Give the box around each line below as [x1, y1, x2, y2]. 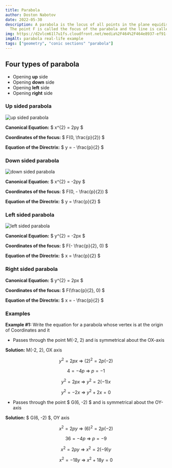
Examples [5, 310, 31, 317]
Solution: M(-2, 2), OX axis [5, 347, 62, 353]
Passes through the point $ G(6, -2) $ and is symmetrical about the [12, 399, 155, 405]
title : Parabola [5, 7, 40, 13]
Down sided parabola [5, 157, 59, 164]
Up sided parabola [5, 103, 52, 110]
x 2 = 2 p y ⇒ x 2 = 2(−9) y [60, 445, 112, 452]
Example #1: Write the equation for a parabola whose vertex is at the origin [5, 322, 163, 328]
